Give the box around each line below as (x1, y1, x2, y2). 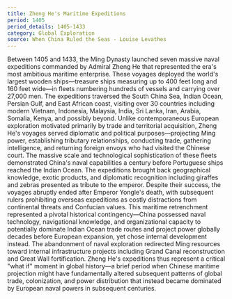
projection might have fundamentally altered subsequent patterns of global (7, 269, 222, 278)
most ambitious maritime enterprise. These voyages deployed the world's (7, 70, 219, 79)
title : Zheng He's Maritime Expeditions (7, 10, 127, 17)
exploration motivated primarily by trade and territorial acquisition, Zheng (7, 122, 217, 130)
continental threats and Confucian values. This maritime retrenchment (7, 203, 208, 211)
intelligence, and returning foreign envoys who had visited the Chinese (7, 144, 210, 152)
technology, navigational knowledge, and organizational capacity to (7, 218, 201, 226)
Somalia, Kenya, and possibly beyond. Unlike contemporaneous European (7, 114, 219, 122)
